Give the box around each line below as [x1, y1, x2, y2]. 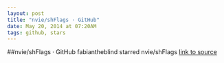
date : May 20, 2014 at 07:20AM [7, 23, 97, 29]
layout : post [7, 10, 45, 17]
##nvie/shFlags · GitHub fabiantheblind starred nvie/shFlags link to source [7, 48, 218, 56]
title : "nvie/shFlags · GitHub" [7, 16, 100, 23]
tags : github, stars [7, 29, 67, 36]
